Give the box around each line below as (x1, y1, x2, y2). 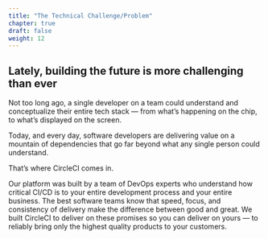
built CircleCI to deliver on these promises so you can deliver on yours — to (8, 213, 259, 223)
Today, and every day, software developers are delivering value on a (8, 130, 235, 141)
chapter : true (8, 19, 56, 27)
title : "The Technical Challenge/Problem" (8, 11, 153, 20)
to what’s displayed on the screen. (8, 115, 122, 125)
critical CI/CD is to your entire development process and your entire (8, 187, 233, 197)
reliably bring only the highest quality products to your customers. (8, 222, 227, 232)
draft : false (8, 27, 52, 35)
